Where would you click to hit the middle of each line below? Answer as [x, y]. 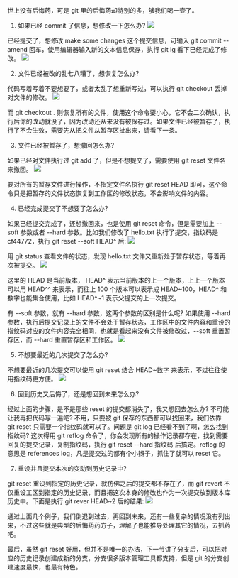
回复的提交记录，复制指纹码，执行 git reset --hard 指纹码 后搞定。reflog [112, 445]
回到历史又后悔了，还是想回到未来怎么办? [78, 394]
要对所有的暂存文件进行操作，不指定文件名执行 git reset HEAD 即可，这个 [114, 184]
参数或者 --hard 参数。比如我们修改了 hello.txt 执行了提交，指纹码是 [119, 232]
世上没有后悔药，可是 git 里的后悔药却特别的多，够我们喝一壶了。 [103, 10]
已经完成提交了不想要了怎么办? [63, 208]
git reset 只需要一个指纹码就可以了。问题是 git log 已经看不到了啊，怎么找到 [118, 427]
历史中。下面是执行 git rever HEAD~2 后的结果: [76, 501]
